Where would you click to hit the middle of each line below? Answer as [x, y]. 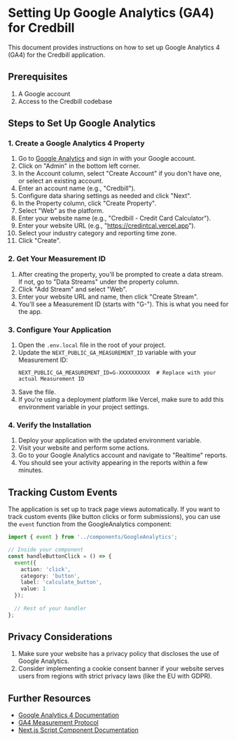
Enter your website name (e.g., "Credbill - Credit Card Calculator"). [114, 218]
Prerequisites [38, 77]
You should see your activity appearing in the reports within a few [113, 463]
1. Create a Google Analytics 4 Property [76, 143]
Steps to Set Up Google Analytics [82, 123]
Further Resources [49, 698]
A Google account [44, 93]
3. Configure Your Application [60, 329]
